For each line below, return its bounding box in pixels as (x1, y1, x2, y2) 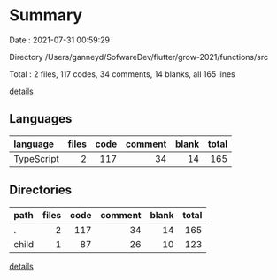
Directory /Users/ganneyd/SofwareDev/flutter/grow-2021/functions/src (9, 51, 268, 62)
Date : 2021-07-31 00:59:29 (9, 34, 111, 45)
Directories (9, 183, 73, 198)
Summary (9, 5, 82, 26)
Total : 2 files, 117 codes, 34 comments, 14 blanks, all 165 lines (9, 68, 236, 79)
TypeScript (13, 152, 59, 164)
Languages (9, 111, 73, 126)
